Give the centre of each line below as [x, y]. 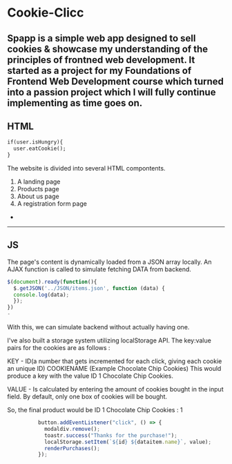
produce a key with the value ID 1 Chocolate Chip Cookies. [90, 376]
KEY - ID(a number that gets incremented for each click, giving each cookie [115, 361]
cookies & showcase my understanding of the [108, 49]
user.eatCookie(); [40, 149]
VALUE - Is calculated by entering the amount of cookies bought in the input [115, 389]
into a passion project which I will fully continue [112, 92]
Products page [38, 189]
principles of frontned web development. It [101, 60]
